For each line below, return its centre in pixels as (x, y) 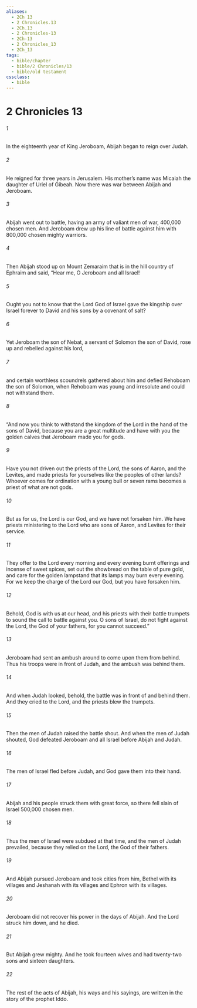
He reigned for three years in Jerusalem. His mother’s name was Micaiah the (98, 178)
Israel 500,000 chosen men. (40, 809)
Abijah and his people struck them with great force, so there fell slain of (92, 803)
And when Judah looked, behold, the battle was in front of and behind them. (98, 696)
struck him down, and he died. (43, 923)
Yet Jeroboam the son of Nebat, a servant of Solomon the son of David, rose (98, 342)
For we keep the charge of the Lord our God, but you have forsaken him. (93, 582)
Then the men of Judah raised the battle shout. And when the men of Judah (98, 734)
